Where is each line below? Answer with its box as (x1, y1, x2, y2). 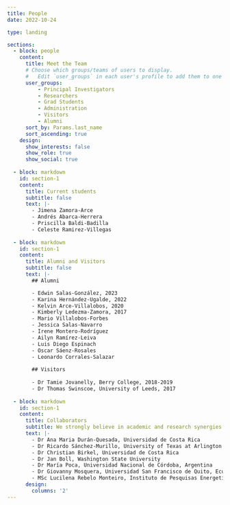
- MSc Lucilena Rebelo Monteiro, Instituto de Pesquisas (31, 475, 197, 482)
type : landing (7, 29, 48, 36)
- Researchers (37, 92, 78, 99)
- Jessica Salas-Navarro (31, 322, 103, 329)
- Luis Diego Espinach (31, 340, 97, 347)
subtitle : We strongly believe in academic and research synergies (25, 423, 222, 431)
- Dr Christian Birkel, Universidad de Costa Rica (31, 449, 179, 456)
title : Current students (25, 188, 97, 195)
